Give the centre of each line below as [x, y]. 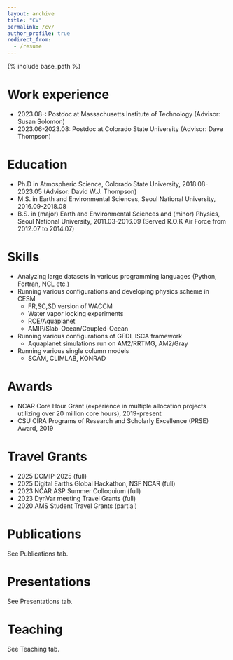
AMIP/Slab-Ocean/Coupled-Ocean [78, 328]
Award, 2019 [35, 428]
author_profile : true [39, 33]
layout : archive [31, 14]
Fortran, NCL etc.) [43, 284]
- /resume [28, 46]
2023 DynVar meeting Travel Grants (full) [77, 498]
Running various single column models [73, 350]
